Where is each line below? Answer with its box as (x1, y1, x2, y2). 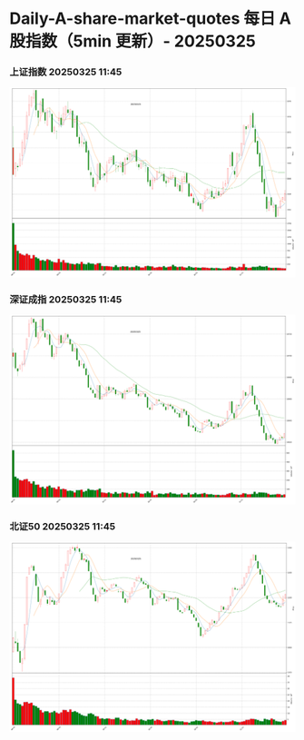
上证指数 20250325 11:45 (9, 65, 123, 78)
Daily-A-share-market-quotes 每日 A (9, 8, 292, 29)
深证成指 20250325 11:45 (9, 292, 123, 305)
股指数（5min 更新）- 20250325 (9, 31, 256, 52)
